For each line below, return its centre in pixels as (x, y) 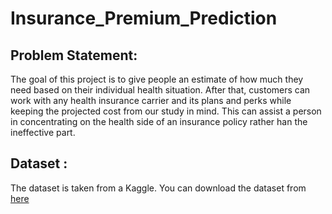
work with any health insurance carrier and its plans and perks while (151, 100)
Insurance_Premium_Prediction (144, 18)
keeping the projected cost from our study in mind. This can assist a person (166, 111)
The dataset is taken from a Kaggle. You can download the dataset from (158, 188)
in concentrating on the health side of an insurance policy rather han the (159, 121)
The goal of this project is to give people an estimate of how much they (157, 79)
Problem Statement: (74, 55)
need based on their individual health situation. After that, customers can (160, 90)
